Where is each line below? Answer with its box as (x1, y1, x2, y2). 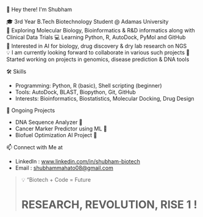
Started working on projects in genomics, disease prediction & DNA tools (6, 55, 190, 63)
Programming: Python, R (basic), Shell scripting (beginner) (15, 82, 163, 89)
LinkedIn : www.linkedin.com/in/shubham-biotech (15, 158, 140, 165)
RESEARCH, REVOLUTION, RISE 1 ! (21, 198, 198, 212)
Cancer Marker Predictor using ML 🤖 (15, 125, 107, 132)
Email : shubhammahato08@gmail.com (15, 165, 114, 171)
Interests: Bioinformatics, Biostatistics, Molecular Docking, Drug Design (15, 95, 194, 102)
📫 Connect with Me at (6, 144, 63, 151)
